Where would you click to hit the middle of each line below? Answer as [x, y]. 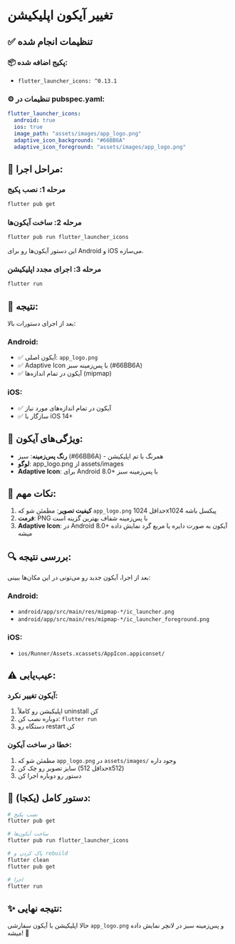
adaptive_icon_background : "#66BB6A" [70, 140]
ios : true [28, 127]
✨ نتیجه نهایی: [35, 908]
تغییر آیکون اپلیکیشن [60, 15]
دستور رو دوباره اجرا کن [49, 775]
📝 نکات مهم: [32, 493]
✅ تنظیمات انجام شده [50, 42]
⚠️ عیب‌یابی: [32, 676]
